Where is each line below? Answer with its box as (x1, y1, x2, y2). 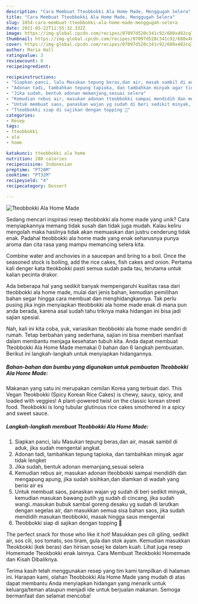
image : (6, 31, 22, 36)
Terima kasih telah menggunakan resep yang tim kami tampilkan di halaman (6, 567, 190, 574)
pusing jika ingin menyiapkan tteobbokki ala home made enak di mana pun (6, 301, 187, 308)
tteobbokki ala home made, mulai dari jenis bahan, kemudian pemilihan (6, 288, 179, 296)
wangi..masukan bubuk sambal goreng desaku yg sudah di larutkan (14, 500, 179, 507)
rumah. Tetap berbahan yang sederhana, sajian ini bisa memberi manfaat (6, 331, 184, 338)
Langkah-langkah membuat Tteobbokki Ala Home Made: (6, 423, 149, 430)
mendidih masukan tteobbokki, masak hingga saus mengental (14, 513, 165, 520)
